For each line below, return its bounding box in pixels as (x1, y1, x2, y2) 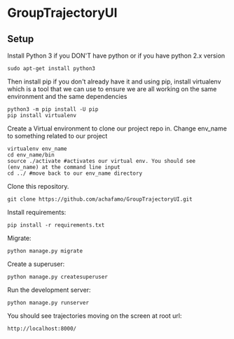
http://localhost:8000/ (7, 325, 77, 332)
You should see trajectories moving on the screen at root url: (7, 312, 182, 320)
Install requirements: (7, 208, 67, 216)
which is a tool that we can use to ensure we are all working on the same (7, 85, 217, 93)
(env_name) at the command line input (7, 164, 121, 171)
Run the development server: (7, 286, 91, 294)
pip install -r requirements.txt (7, 222, 105, 229)
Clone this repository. (7, 182, 69, 190)
